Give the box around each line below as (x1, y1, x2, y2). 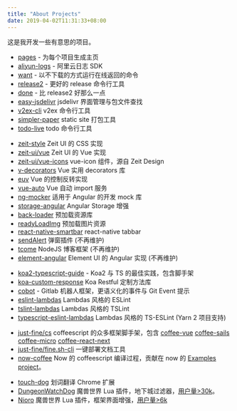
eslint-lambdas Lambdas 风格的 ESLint (17, 295, 131, 303)
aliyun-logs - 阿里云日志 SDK (17, 61, 103, 70)
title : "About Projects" (7, 10, 81, 18)
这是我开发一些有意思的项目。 (7, 37, 95, 46)
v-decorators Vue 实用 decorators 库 (17, 165, 126, 175)
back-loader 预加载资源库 (17, 210, 93, 219)
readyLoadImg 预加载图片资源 (17, 219, 106, 228)
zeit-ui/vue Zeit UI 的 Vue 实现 (17, 147, 107, 157)
